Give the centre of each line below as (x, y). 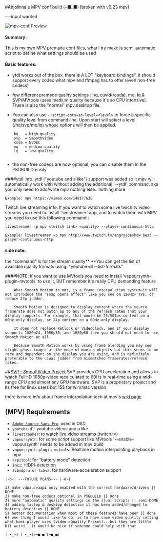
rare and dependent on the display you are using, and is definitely (77, 354)
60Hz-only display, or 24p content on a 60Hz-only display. (68, 320)
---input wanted (21, 16)
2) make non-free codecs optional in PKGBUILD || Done (62, 496)
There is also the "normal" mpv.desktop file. (56, 105)
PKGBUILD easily (29, 170)
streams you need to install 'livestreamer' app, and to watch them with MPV (81, 213)
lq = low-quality (34, 151)
